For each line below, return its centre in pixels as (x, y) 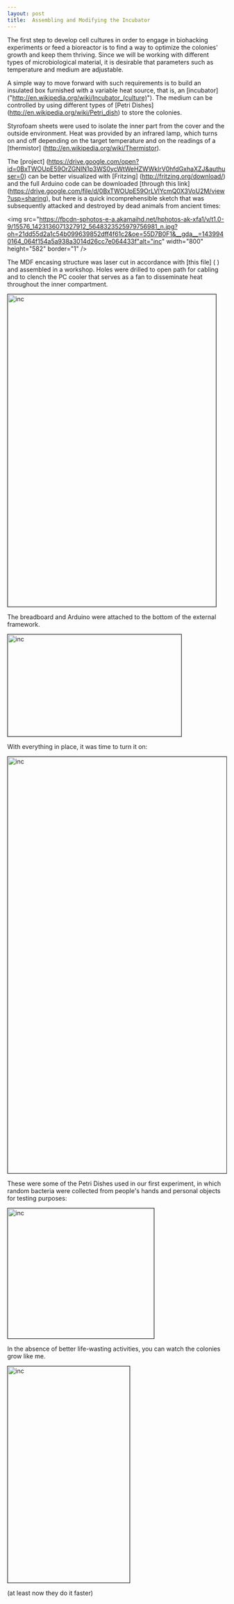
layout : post (26, 14)
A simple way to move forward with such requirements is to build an (104, 83)
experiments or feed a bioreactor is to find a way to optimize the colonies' (113, 47)
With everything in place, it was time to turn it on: (77, 746)
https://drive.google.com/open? (94, 161)
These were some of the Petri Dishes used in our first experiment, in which (114, 1183)
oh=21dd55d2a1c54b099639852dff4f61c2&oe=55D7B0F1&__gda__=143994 (116, 234)
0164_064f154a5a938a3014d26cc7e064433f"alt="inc (84, 241)
